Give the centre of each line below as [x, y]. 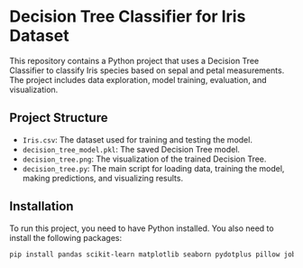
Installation [41, 206]
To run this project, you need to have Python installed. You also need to [142, 228]
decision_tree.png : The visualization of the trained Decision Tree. [144, 159]
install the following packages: [66, 237]
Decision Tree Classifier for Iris [128, 17]
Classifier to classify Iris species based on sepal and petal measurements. [147, 70]
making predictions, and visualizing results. [102, 178]
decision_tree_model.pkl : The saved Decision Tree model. [131, 149]
